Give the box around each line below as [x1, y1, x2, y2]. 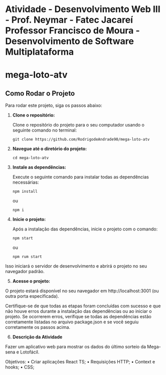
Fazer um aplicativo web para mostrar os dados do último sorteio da [5, 344, 146, 350]
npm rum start [12, 255, 42, 260]
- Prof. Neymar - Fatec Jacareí [5, 14, 133, 26]
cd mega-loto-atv [12, 156, 49, 161]
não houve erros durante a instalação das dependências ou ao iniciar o [5, 308, 152, 314]
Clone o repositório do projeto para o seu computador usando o [12, 122, 144, 128]
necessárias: [12, 179, 39, 185]
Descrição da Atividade [12, 334, 63, 340]
